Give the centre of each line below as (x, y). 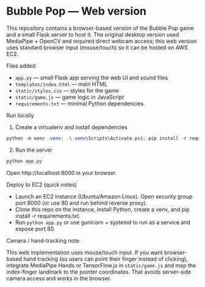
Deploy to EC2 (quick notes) (42, 185)
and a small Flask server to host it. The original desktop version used (93, 34)
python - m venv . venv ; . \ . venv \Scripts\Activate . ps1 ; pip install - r (97, 138)
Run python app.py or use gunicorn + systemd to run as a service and (103, 222)
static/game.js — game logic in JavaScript (70, 97)
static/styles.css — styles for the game (67, 90)
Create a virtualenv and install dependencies (71, 127)
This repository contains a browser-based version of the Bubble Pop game (100, 28)
